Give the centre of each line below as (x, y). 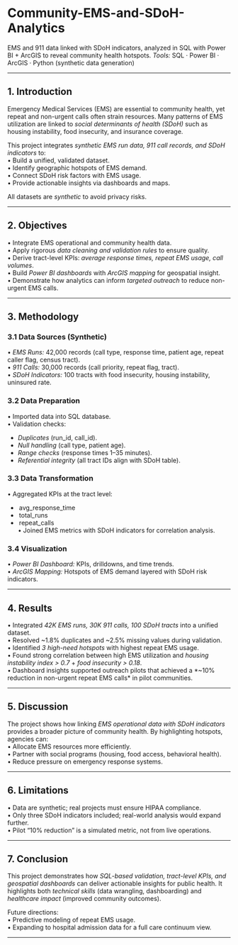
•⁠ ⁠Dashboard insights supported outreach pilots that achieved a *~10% (111, 670)
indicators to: (27, 152)
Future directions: (33, 912)
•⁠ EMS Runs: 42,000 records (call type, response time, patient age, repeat (116, 352)
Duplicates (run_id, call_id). (57, 437)
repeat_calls (36, 522)
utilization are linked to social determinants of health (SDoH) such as (108, 124)
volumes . (21, 265)
